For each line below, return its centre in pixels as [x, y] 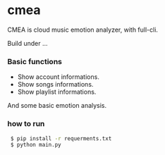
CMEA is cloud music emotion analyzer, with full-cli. [83, 30]
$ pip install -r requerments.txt [61, 138]
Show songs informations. [55, 85]
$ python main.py [36, 145]
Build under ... [28, 43]
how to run [26, 124]
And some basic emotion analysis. [57, 106]
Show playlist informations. [57, 92]
